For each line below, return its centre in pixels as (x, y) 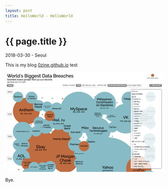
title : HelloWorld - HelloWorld (39, 16)
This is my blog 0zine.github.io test (41, 65)
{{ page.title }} (36, 41)
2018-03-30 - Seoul (26, 55)
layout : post (19, 11)
